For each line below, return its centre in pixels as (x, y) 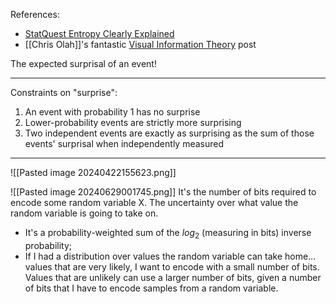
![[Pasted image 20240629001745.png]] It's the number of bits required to (163, 192)
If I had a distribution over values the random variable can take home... (170, 256)
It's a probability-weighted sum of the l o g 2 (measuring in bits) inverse (168, 234)
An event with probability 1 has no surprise (112, 112)
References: (35, 14)
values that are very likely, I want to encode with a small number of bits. (172, 266)
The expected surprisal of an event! (83, 63)
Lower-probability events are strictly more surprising (133, 122)
